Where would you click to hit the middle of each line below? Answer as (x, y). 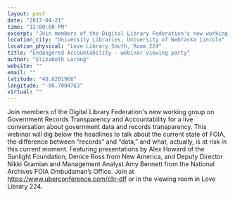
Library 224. (25, 186)
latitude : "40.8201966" (42, 79)
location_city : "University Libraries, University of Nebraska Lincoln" (116, 40)
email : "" (22, 72)
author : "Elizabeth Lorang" (49, 60)
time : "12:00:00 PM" (38, 27)
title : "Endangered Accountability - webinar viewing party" (99, 53)
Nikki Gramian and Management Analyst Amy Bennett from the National (111, 164)
